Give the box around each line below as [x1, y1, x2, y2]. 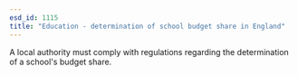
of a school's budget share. [9, 56, 112, 67]
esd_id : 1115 [9, 13, 59, 23]
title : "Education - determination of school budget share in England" [9, 22, 285, 31]
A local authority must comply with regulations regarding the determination [9, 46, 290, 57]
